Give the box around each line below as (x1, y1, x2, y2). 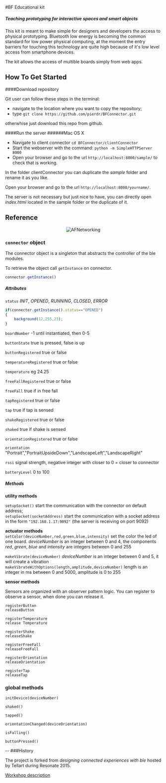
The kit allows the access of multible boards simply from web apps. (5, 59, 143, 64)
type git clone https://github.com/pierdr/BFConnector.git (12, 111, 136, 117)
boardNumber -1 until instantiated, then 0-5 (5, 330, 90, 336)
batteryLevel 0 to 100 (5, 469, 50, 475)
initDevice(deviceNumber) (5, 695, 58, 701)
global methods (5, 684, 44, 691)
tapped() (5, 713, 23, 718)
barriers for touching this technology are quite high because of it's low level (5, 44, 160, 50)
